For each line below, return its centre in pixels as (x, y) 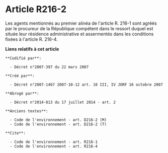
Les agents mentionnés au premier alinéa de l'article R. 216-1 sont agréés (81, 23)
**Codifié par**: (23, 58)
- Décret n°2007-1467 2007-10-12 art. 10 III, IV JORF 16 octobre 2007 (87, 85)
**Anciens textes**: (27, 111)
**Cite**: (16, 133)
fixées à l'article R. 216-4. (31, 39)
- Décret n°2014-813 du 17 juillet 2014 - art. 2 (63, 102)
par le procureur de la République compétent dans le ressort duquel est (79, 28)
